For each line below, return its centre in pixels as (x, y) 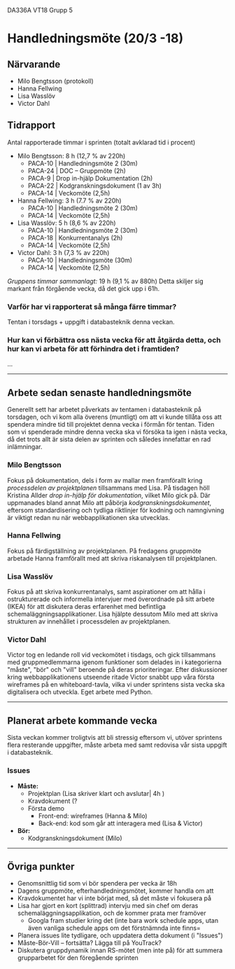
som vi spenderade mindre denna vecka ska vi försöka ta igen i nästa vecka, (117, 432)
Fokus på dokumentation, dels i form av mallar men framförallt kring (105, 480)
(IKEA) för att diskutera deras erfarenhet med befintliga (87, 607)
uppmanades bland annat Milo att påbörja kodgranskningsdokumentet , (109, 502)
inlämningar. (25, 447)
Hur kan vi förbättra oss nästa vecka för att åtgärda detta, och (114, 341)
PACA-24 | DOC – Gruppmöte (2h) (77, 170)
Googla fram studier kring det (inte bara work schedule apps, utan (123, 921)
